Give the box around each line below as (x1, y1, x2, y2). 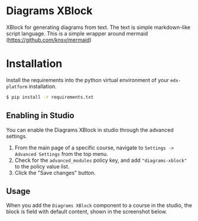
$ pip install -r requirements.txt (6, 94, 94, 100)
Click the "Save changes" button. (14, 169, 96, 176)
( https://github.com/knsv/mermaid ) (6, 36, 92, 43)
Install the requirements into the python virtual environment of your (6, 76, 170, 83)
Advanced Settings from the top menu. (14, 150, 108, 157)
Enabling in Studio (6, 110, 75, 121)
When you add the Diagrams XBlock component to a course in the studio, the (6, 202, 192, 209)
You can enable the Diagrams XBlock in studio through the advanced (6, 126, 174, 134)
